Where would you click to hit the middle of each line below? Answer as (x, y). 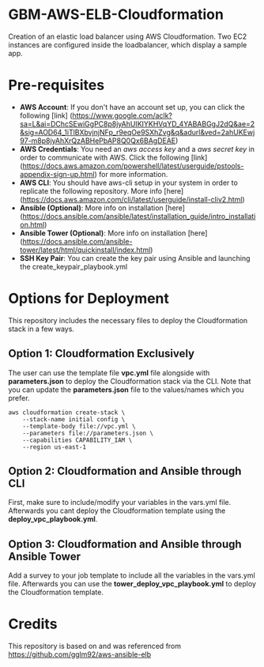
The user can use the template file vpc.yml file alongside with (109, 372)
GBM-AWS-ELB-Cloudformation (116, 15)
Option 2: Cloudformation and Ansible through (125, 471)
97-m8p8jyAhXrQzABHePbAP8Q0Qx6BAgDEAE (98, 141)
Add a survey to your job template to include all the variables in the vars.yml (132, 575)
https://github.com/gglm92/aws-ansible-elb (80, 654)
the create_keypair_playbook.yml (74, 266)
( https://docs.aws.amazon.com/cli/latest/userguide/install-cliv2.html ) (132, 199)
